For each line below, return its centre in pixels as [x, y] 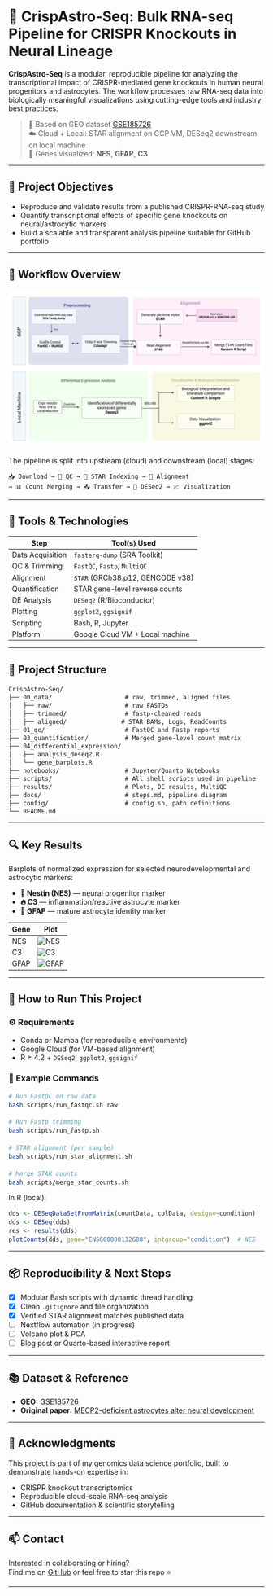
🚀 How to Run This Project [75, 1000]
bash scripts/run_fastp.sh [54, 1131]
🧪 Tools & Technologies [69, 522]
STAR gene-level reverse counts [128, 589]
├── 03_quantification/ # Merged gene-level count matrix [125, 739]
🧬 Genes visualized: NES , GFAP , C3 [88, 153]
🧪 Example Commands [54, 1078]
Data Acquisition [39, 555]
